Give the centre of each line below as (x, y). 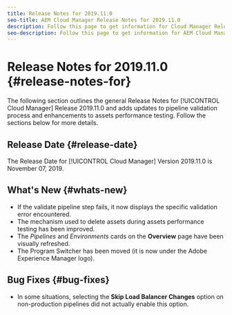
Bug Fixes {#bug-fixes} (59, 280)
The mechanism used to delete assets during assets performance (110, 221)
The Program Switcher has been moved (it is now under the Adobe (112, 251)
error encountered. (44, 214)
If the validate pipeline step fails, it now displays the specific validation (117, 207)
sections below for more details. (53, 123)
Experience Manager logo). (56, 258)
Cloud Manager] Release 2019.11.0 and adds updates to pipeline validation (112, 108)
